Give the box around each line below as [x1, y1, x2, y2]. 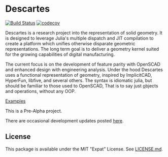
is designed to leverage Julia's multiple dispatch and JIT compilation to [5, 35, 154, 41]
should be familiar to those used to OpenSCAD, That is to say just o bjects [5, 82, 158, 89]
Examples [5, 98, 26, 104]
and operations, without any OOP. [5, 88, 76, 94]
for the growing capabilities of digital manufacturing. [5, 51, 115, 57]
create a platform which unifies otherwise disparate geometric [5, 40, 136, 46]
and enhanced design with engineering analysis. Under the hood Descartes [5, 67, 163, 73]
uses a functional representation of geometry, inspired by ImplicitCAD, [5, 72, 152, 78]
